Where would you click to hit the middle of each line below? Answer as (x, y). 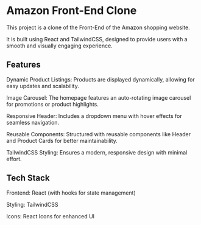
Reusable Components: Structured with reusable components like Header (98, 134)
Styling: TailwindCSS (32, 204)
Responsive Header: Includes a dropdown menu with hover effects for (94, 116)
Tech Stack (28, 178)
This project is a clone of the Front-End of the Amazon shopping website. (98, 27)
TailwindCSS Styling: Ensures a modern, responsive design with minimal (97, 152)
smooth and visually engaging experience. (59, 46)
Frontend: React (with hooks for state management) (71, 193)
